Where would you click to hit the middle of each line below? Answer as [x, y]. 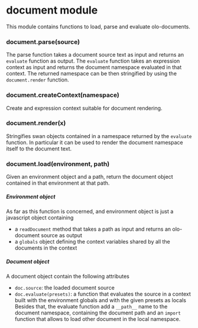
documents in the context [46, 248]
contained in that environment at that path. [58, 183]
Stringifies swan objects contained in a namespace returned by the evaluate [99, 136]
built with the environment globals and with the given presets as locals [100, 300]
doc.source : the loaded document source [65, 288]
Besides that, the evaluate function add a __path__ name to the [91, 307]
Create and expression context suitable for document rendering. [84, 108]
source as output [62, 235]
